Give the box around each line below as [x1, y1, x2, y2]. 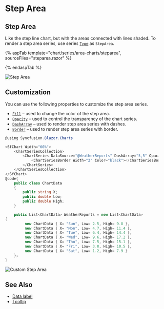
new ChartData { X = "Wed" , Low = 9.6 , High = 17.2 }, [24, 235, 132, 240]
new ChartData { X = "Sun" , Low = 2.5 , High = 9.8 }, [24, 221, 130, 226]
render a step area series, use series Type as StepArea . [5, 41, 115, 46]
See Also [5, 280, 33, 288]
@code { [5, 176, 19, 181]
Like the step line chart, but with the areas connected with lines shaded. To [5, 35, 156, 41]
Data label [12, 293, 33, 299]
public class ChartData [14, 181, 62, 185]
